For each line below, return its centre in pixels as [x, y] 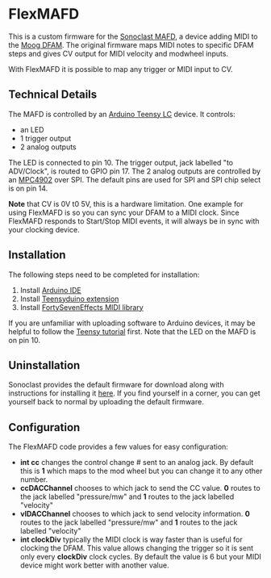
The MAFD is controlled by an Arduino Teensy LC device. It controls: [122, 114]
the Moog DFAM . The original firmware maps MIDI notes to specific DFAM [131, 44]
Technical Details [53, 95]
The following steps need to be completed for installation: [104, 274]
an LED [32, 129]
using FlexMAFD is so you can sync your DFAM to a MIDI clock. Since [124, 212]
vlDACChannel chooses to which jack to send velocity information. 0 [135, 514]
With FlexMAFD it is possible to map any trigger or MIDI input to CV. [121, 69]
